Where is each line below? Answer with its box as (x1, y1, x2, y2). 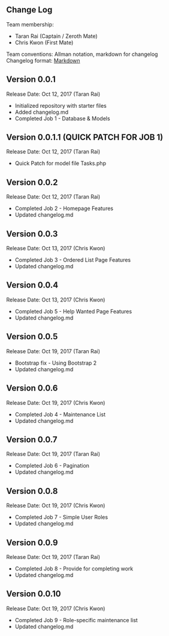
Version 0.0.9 (6, 537, 58, 548)
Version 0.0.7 (6, 434, 58, 445)
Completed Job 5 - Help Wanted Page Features (14, 307, 132, 315)
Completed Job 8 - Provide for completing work (14, 565, 134, 572)
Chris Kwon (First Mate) (14, 39, 74, 46)
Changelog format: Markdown (6, 57, 80, 64)
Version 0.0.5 (6, 332, 58, 342)
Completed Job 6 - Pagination (14, 462, 90, 469)
